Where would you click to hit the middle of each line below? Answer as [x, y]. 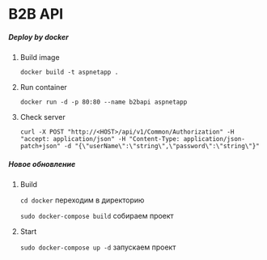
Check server [43, 117]
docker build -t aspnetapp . [69, 72]
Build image [40, 58]
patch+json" [40, 147]
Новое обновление [42, 164]
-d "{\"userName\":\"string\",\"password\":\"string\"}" [162, 147]
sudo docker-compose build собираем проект [97, 216]
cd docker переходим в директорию [82, 200]
